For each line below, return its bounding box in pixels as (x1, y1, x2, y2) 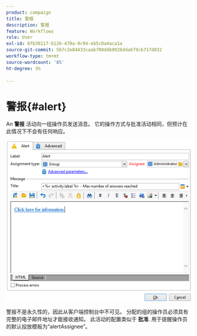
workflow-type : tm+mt (6, 53, 60, 59)
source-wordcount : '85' (6, 59, 65, 65)
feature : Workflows (6, 28, 54, 34)
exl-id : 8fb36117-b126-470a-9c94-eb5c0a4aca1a (6, 41, 123, 47)
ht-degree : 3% (6, 66, 41, 71)
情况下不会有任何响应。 (11, 128, 68, 135)
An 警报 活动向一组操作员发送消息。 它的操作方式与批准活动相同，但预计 (6, 120, 183, 128)
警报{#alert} (6, 100, 67, 113)
